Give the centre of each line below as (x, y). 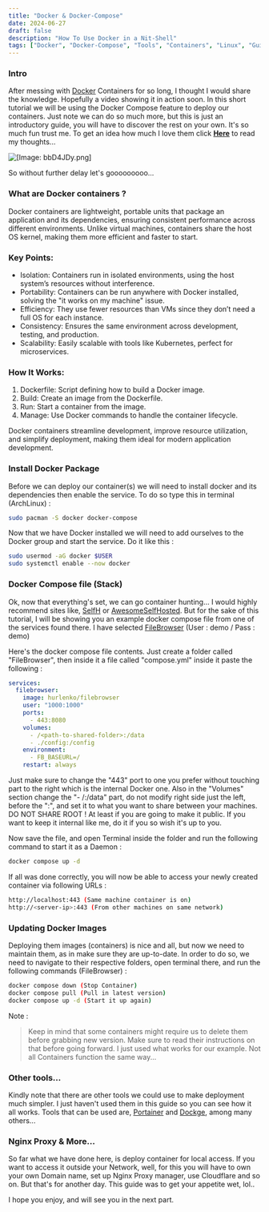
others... (22, 1120)
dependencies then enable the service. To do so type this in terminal (121, 494)
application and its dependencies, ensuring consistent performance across (132, 219)
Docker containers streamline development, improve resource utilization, (128, 431)
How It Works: (36, 372)
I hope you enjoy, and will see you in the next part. (91, 1200)
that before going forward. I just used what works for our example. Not (145, 1048)
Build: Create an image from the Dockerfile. (91, 398)
